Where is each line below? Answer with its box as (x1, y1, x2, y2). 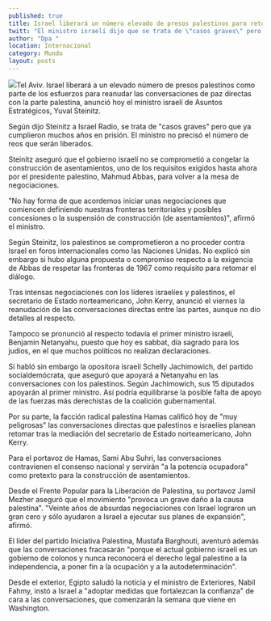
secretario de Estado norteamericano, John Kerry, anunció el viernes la (8, 296, 245, 306)
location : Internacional (8, 42, 92, 50)
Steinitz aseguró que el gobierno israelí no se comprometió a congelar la (8, 154, 250, 164)
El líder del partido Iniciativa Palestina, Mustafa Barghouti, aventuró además (8, 535, 260, 546)
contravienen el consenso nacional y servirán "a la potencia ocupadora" (8, 462, 248, 471)
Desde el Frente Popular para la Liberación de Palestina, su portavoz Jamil (8, 486, 256, 496)
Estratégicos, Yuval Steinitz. (8, 106, 102, 116)
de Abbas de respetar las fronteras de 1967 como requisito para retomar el (8, 263, 256, 272)
